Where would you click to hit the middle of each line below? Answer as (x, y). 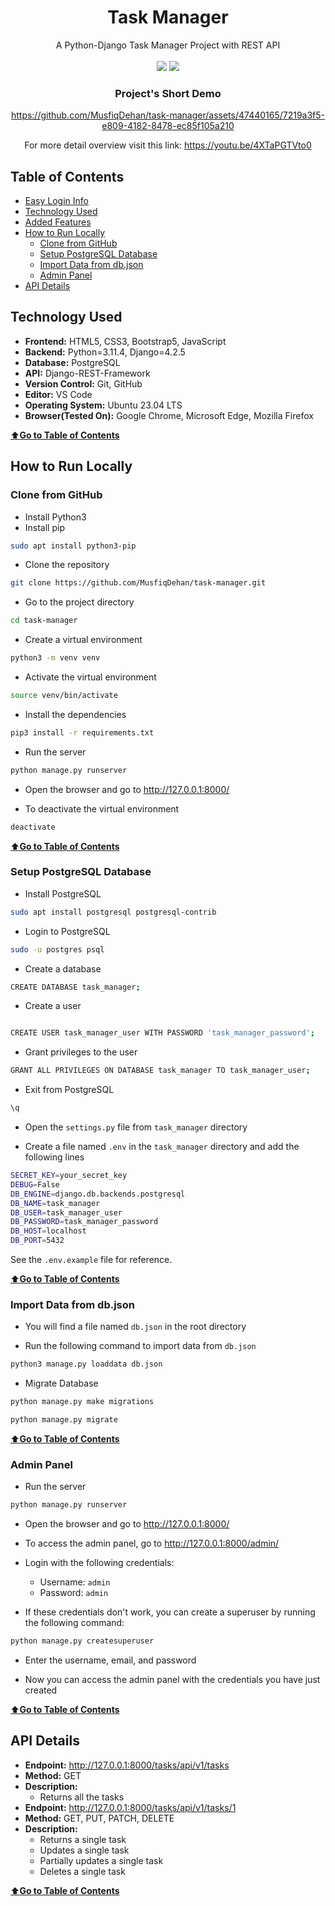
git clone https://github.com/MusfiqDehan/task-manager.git (138, 583)
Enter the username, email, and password (110, 1660)
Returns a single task (83, 1839)
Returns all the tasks (82, 1797)
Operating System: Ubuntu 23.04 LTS (103, 405)
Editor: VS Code (58, 394)
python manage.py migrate (64, 1420)
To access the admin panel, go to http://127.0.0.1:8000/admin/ (152, 1543)
